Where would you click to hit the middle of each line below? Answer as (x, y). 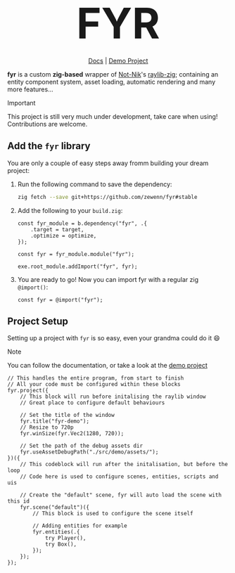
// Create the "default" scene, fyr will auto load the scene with (121, 495)
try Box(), (61, 545)
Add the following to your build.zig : (70, 210)
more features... (31, 89)
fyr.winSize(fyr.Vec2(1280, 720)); (72, 434)
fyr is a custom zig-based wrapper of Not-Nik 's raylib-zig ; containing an (113, 74)
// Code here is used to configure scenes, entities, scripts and (119, 477)
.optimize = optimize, (64, 236)
